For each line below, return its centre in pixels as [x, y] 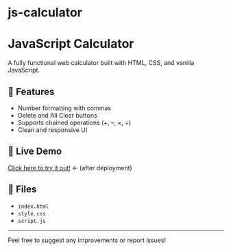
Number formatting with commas [64, 108]
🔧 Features [31, 91]
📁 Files [22, 189]
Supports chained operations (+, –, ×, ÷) [74, 122]
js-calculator [45, 13]
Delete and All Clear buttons [58, 115]
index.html [33, 207]
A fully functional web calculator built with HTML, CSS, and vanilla [101, 63]
